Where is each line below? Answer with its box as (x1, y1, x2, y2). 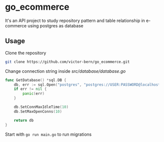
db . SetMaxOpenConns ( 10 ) (14, 109, 62, 114)
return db (14, 118, 34, 123)
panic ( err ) (22, 91, 45, 96)
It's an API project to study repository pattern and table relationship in (5, 18, 145, 23)
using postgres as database (27, 22, 84, 28)
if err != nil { (14, 87, 47, 92)
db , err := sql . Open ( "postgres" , (14, 82, 82, 87)
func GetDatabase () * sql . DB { (5, 78, 67, 82)
